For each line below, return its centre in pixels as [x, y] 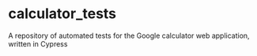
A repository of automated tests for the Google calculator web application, [129, 35]
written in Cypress [38, 43]
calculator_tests [62, 14]
